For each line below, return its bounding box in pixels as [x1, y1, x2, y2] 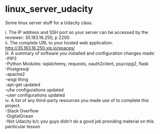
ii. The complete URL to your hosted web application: [5, 39, 113, 45]
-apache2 [5, 71, 25, 77]
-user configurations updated [5, 92, 65, 98]
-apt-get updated [5, 81, 40, 87]
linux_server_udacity [5, 3, 93, 15]
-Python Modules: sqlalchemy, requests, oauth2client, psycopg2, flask [5, 61, 149, 67]
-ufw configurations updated [5, 87, 64, 93]
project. [5, 102, 21, 108]
